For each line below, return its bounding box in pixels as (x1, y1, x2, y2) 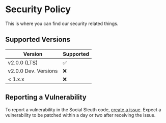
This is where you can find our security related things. (5, 20, 119, 27)
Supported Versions (5, 35, 70, 44)
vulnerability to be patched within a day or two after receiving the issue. (5, 112, 156, 118)
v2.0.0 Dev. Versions (8, 67, 58, 75)
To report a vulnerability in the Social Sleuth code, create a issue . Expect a (5, 106, 161, 113)
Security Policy (5, 4, 71, 15)
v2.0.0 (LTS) (8, 59, 38, 66)
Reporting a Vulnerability (5, 93, 87, 102)
